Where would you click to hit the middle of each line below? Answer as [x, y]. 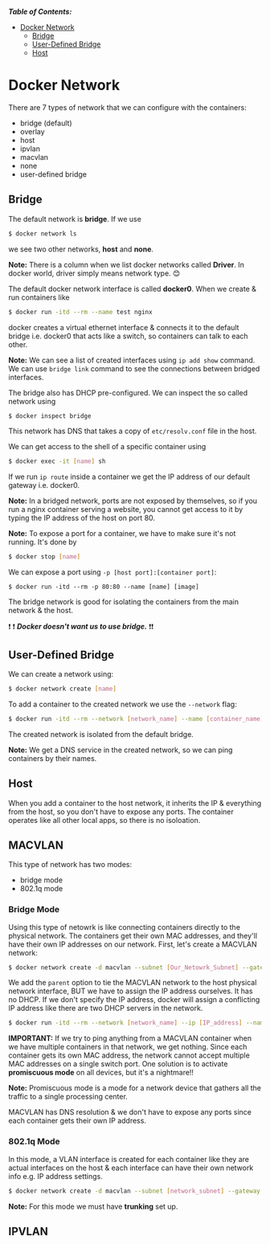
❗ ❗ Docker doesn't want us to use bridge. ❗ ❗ [81, 627]
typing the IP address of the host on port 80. [82, 518]
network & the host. [41, 611]
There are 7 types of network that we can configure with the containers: [127, 107]
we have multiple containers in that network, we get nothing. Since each [128, 1047]
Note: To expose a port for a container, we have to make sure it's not [122, 534]
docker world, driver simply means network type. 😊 [94, 273]
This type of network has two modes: [70, 865]
